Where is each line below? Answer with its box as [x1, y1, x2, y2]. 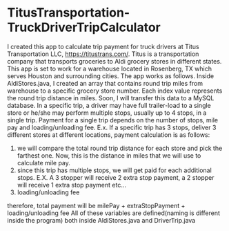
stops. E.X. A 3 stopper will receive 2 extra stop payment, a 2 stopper [17, 173, 215, 181]
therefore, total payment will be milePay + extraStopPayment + [7, 201, 186, 210]
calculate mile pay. [17, 158, 71, 167]
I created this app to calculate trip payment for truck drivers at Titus [7, 42, 199, 50]
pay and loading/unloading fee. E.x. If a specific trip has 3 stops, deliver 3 [7, 123, 217, 131]
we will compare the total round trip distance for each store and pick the [17, 144, 223, 152]
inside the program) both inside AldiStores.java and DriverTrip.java [7, 216, 196, 224]
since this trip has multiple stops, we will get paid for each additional [17, 166, 212, 174]
